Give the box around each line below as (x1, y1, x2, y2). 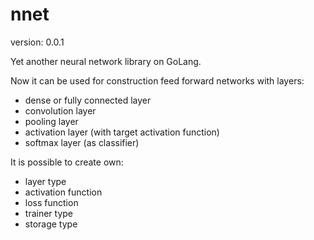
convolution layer (24, 104, 97, 117)
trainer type (24, 207, 73, 219)
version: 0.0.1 (10, 36, 65, 48)
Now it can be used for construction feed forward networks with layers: (10, 74, 305, 87)
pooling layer (24, 115, 79, 127)
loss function (24, 196, 79, 208)
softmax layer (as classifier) (24, 136, 140, 148)
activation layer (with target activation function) (24, 126, 220, 138)
